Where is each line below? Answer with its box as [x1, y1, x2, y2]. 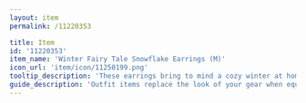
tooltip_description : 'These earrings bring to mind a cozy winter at [9, 71, 283, 81]
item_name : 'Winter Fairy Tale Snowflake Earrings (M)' [9, 55, 226, 64]
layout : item [9, 13, 59, 23]
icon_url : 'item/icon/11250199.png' [9, 63, 148, 72]
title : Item [9, 38, 55, 47]
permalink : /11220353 [9, 22, 92, 31]
